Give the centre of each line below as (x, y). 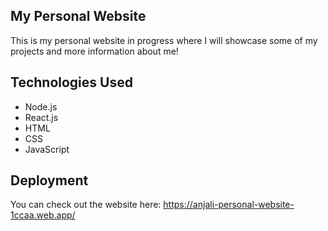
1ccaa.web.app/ (43, 215)
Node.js (41, 106)
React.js (41, 117)
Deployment (49, 180)
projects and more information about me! (94, 51)
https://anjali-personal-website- (229, 205)
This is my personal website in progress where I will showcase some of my (164, 40)
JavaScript (47, 149)
